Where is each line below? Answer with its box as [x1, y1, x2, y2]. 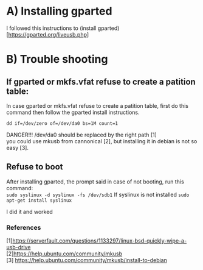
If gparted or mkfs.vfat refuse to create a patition [6, 76, 196, 87]
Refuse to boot [6, 162, 63, 172]
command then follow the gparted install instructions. [6, 108, 140, 116]
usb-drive [6, 244, 31, 251]
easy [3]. [6, 144, 29, 151]
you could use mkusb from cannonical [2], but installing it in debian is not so [6, 137, 198, 144]
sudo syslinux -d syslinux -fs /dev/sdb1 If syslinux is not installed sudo [6, 191, 190, 198]
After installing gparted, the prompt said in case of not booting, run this [6, 178, 184, 185]
